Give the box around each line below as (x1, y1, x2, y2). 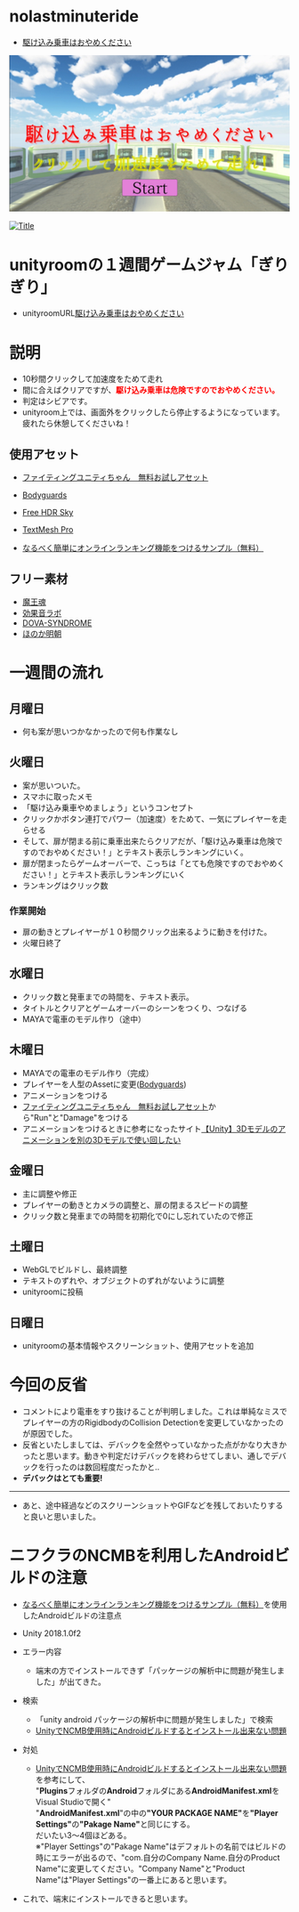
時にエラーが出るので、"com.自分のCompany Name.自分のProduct (35, 1852, 280, 1863)
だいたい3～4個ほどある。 (35, 1830, 132, 1841)
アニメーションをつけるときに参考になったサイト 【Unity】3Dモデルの (21, 1123, 279, 1134)
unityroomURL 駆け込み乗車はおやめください (21, 308, 184, 319)
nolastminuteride (9, 6, 140, 27)
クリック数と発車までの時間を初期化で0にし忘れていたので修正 (21, 1211, 254, 1221)
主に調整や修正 (21, 1188, 77, 1199)
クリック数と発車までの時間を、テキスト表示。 (21, 991, 194, 1002)
